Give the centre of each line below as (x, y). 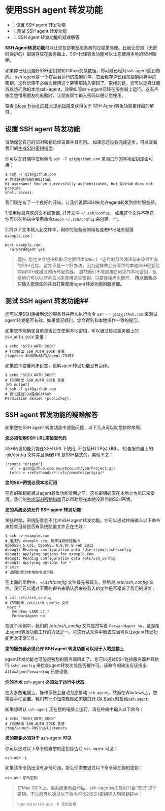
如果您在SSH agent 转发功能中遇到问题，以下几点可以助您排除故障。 (75, 428)
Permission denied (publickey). (38, 398)
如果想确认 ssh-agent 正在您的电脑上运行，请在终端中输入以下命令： (75, 709)
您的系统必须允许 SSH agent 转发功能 (43, 510)
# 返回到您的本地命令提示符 (30, 572)
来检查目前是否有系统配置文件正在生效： (46, 526)
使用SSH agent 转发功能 (54, 10)
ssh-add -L (16, 758)
